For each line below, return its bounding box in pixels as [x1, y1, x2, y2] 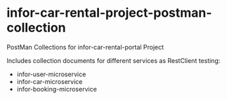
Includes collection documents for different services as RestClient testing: [6, 56, 221, 64]
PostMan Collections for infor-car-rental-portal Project [6, 43, 164, 51]
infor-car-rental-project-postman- [6, 5, 212, 21]
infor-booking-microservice [16, 85, 98, 93]
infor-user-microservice [16, 70, 86, 78]
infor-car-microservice [16, 77, 83, 85]
